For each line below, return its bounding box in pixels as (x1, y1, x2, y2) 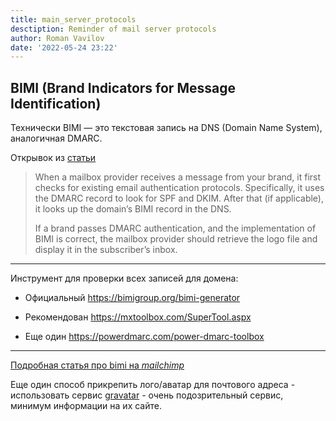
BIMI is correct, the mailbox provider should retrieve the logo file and (34, 233, 318, 245)
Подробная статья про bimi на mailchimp (10, 359, 185, 371)
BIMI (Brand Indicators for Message (10, 79, 236, 96)
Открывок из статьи (10, 152, 97, 164)
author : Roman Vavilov (10, 33, 105, 43)
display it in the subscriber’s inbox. (34, 244, 178, 256)
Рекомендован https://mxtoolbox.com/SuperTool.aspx (24, 311, 252, 323)
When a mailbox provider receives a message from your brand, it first (34, 171, 322, 183)
